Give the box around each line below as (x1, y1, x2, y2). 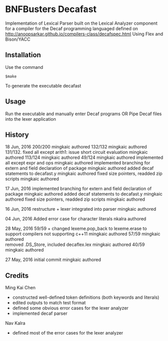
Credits (5, 271, 29, 280)
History (5, 130, 29, 139)
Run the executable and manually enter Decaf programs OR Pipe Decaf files (5, 111, 162, 117)
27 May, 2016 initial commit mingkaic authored (5, 257, 101, 263)
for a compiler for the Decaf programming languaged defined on (5, 25, 138, 31)
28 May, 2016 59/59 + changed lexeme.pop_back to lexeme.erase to (5, 225, 147, 232)
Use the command (5, 64, 44, 70)
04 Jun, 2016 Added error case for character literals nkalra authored (5, 216, 146, 222)
